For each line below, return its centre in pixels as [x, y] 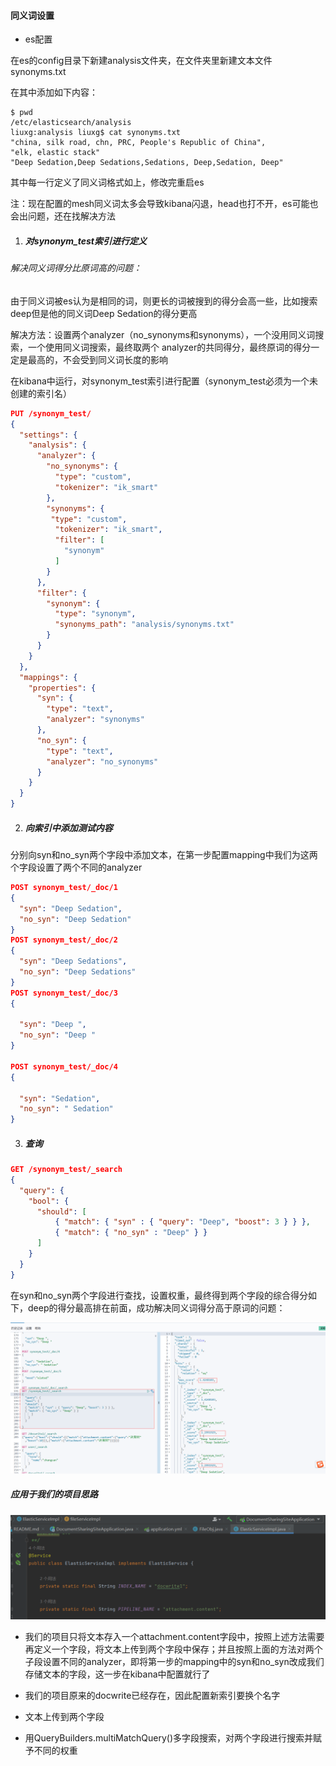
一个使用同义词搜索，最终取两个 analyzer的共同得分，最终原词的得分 [169, 347]
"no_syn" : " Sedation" [66, 1109]
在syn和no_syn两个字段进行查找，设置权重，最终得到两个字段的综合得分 [159, 1295]
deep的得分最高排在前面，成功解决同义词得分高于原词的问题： [156, 1307]
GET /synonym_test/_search [66, 1170]
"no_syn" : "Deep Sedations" [78, 972]
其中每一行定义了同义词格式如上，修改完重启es [107, 182]
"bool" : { [49, 1201]
